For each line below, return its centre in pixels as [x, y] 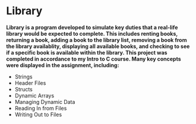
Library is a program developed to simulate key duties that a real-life [92, 27]
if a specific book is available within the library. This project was [87, 52]
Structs [23, 89]
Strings [23, 77]
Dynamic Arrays [34, 96]
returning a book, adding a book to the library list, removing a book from [97, 40]
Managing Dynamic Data [45, 101]
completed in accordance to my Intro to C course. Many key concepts [94, 59]
